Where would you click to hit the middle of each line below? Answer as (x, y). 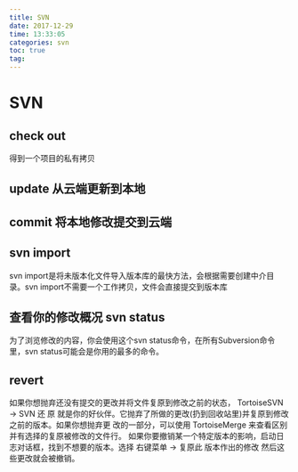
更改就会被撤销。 (48, 459)
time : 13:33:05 (37, 34)
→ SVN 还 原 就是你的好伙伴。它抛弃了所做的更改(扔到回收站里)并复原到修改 (149, 414)
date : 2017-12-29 (41, 26)
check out (38, 136)
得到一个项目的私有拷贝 (52, 158)
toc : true (28, 51)
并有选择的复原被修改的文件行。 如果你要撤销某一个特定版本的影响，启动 (143, 436)
